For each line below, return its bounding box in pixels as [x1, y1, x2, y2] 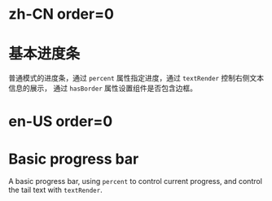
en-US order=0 [8, 112, 113, 131]
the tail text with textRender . [8, 185, 103, 195]
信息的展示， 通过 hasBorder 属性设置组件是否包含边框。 [8, 83, 198, 94]
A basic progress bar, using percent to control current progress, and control [8, 177, 263, 186]
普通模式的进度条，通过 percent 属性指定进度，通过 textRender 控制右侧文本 [8, 73, 265, 83]
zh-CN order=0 [8, 5, 114, 24]
